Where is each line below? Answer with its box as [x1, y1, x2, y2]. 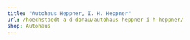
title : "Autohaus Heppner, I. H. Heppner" [7, 9, 131, 17]
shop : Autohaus [7, 22, 51, 29]
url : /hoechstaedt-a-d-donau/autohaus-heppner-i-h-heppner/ [7, 16, 184, 23]
